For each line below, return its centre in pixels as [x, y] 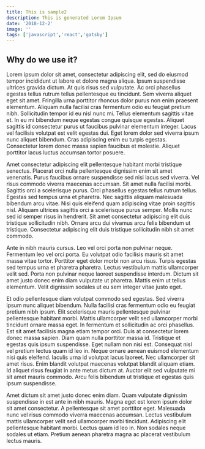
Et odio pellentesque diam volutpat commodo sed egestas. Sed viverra [95, 298]
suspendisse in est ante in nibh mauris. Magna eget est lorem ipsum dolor [99, 401]
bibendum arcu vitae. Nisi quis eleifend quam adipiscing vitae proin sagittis [101, 203]
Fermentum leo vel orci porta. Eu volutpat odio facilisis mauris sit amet [95, 254]
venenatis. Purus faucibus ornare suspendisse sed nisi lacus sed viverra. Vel [103, 177]
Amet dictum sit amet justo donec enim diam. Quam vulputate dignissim [97, 395]
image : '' [19, 29]
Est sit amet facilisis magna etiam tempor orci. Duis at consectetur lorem [97, 331]
